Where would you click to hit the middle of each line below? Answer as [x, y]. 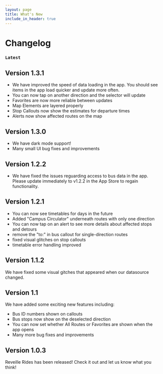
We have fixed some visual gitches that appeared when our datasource [77, 272]
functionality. [25, 186]
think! [11, 367]
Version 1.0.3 [26, 350]
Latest [13, 58]
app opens [23, 330]
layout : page [18, 10]
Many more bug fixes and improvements [53, 335]
